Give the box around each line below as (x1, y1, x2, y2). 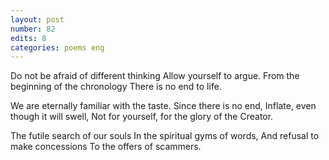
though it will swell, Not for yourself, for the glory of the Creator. (10, 111, 274, 123)
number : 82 (10, 24, 56, 34)
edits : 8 (10, 33, 47, 43)
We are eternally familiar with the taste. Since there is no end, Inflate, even (10, 100, 317, 112)
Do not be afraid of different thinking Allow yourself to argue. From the (10, 70, 300, 82)
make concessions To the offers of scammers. (10, 141, 202, 153)
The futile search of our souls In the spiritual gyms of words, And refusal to (10, 130, 320, 142)
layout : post (10, 14, 65, 25)
